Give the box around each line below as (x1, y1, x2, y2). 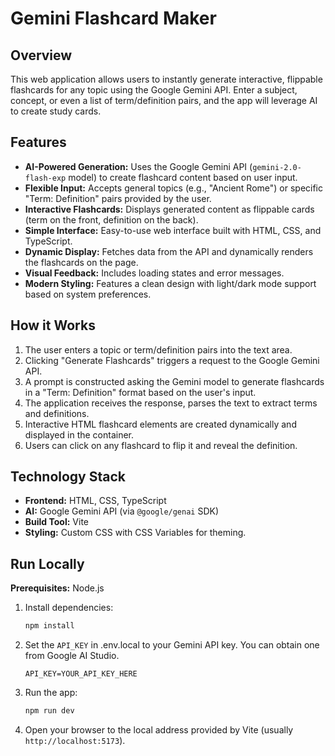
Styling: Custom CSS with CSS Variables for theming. (24, 527, 247, 539)
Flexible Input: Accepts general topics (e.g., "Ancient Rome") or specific (24, 182, 324, 194)
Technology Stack (10, 468, 126, 486)
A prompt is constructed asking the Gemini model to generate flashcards (24, 375, 325, 387)
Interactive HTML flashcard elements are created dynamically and (24, 418, 297, 430)
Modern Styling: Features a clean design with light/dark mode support (24, 277, 317, 289)
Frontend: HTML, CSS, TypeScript (24, 495, 167, 507)
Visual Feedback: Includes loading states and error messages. (24, 267, 285, 279)
